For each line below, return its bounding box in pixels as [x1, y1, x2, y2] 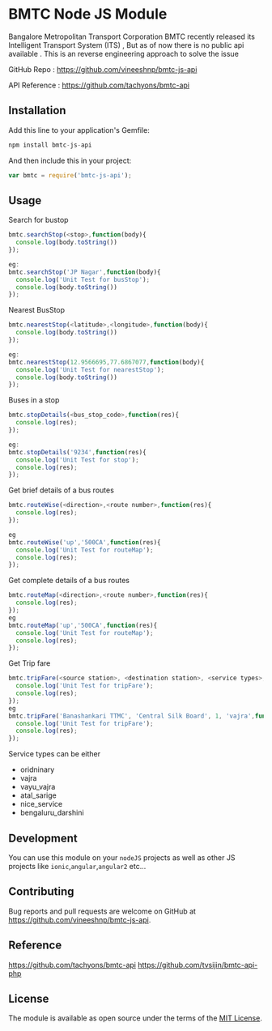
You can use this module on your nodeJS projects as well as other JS [8, 853, 236, 863]
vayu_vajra [19, 782, 56, 792]
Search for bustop [8, 215, 69, 225]
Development [8, 831, 79, 845]
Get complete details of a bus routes [8, 576, 130, 586]
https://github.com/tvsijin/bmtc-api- [137, 960, 258, 969]
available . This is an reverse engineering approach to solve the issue [8, 49, 239, 58]
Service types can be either [8, 749, 101, 759]
